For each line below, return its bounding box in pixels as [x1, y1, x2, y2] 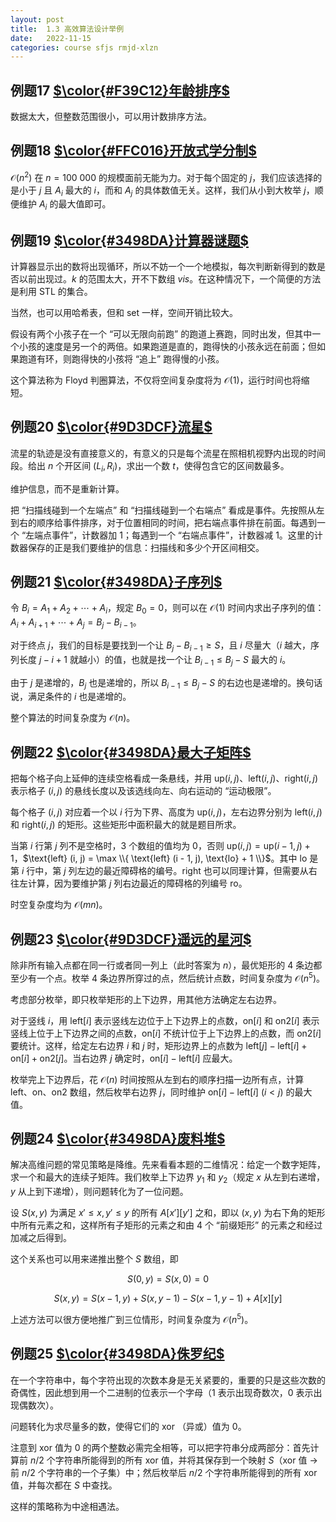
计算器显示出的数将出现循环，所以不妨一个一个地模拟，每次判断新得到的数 [10, 260, 317, 272]
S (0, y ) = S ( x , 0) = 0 [126, 1273, 209, 1285]
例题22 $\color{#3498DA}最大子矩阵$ [10, 744, 252, 761]
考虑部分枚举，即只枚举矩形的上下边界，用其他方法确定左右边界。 [10, 993, 282, 1005]
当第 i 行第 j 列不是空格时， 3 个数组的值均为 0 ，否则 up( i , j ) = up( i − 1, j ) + [10, 840, 311, 852]
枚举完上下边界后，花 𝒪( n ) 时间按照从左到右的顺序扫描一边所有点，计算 [10, 1073, 305, 1085]
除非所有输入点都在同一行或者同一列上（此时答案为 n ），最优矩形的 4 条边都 [10, 959, 323, 971]
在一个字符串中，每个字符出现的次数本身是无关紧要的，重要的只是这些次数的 [10, 1374, 326, 1386]
